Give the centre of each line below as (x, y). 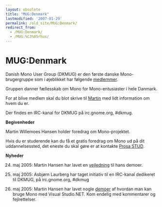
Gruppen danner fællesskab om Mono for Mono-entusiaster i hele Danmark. (81, 88)
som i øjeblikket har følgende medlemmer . (76, 79)
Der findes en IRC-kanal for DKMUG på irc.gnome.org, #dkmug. (69, 113)
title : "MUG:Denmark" (27, 14)
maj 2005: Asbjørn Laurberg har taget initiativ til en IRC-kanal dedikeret (84, 174)
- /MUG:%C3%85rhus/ (30, 37)
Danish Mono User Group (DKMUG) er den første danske (62, 74)
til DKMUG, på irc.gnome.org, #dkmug (51, 179)
